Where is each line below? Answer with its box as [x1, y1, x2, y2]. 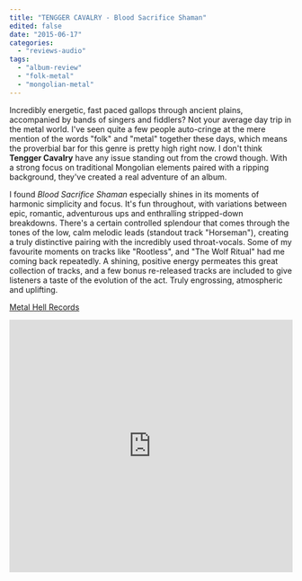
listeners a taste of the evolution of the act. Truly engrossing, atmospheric [9, 275, 283, 286]
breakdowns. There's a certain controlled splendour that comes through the [9, 217, 290, 228]
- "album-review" [17, 64, 83, 73]
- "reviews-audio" [17, 47, 87, 56]
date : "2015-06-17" [9, 30, 83, 39]
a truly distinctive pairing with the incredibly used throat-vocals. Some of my [9, 236, 292, 247]
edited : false [9, 22, 63, 31]
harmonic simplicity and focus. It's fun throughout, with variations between [9, 198, 288, 209]
